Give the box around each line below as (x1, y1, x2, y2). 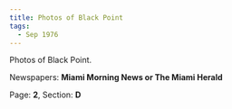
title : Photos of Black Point (9, 13, 124, 23)
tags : (9, 22, 30, 31)
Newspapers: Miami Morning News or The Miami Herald (9, 72, 224, 83)
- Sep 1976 (17, 30, 59, 39)
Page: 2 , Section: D (9, 89, 82, 100)
